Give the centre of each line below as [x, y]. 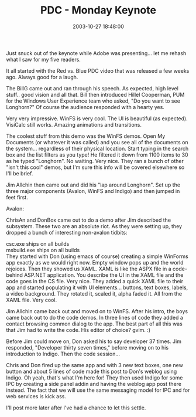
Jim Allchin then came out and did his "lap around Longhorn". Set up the [93, 185]
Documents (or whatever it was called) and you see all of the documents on [97, 142]
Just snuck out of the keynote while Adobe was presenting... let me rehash [96, 53]
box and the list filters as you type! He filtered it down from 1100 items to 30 [97, 155]
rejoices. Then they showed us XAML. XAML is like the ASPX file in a [89, 269]
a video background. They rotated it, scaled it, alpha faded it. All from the [94, 293]
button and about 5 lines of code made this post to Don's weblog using [92, 371]
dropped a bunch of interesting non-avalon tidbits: [67, 232]
